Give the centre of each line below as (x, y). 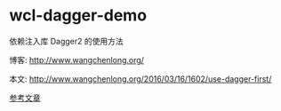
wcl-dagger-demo (78, 16)
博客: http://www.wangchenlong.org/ (77, 59)
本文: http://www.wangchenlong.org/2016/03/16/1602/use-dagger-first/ (140, 79)
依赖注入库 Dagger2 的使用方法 (66, 41)
